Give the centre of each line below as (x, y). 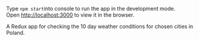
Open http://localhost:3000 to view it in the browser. (70, 15)
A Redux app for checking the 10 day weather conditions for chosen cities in (100, 26)
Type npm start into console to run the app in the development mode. (91, 9)
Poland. (15, 33)
